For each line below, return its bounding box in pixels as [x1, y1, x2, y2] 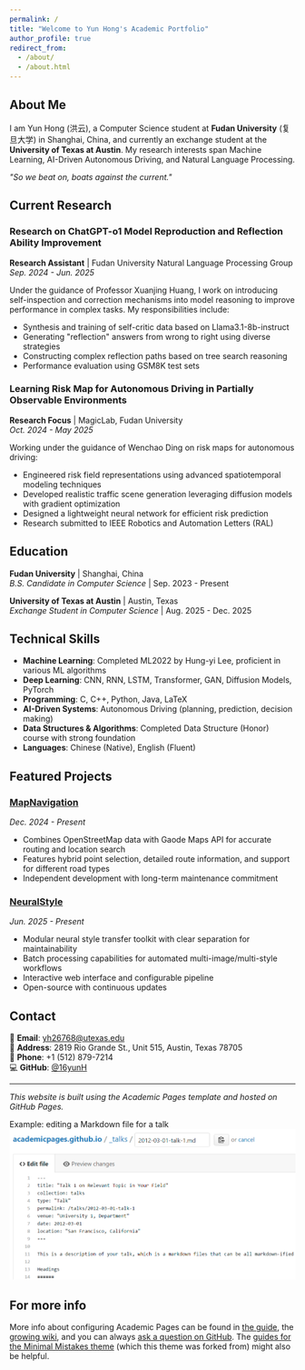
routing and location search [22, 844, 126, 855]
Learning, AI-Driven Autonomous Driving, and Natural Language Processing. [9, 154, 295, 165]
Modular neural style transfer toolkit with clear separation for [22, 934, 251, 945]
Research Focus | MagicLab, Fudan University [9, 415, 183, 425]
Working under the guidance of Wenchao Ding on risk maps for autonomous [9, 442, 295, 453]
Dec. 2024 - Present [9, 816, 86, 827]
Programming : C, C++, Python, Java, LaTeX [22, 694, 188, 705]
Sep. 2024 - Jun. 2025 [9, 266, 95, 277]
